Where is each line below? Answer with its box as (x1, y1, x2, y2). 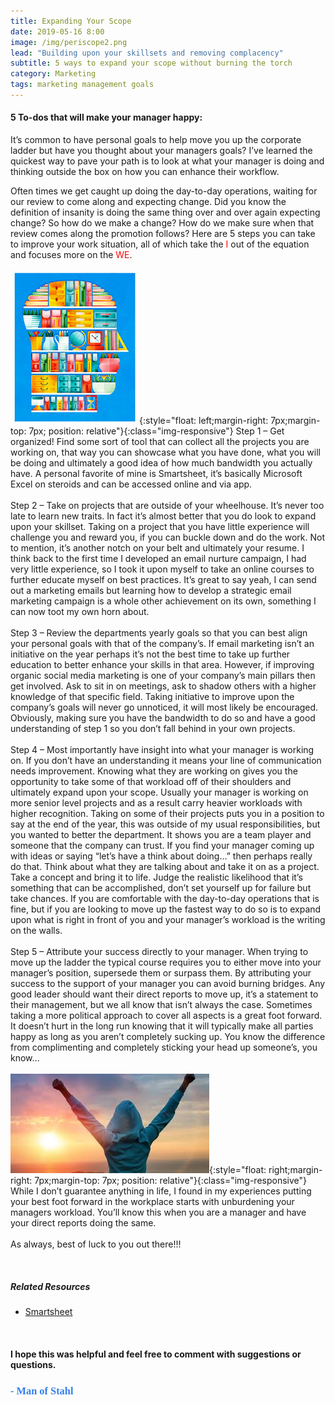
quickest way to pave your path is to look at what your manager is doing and (10, 155, 325, 167)
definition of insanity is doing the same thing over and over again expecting (10, 206, 321, 219)
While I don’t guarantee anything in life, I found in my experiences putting (10, 1185, 312, 1197)
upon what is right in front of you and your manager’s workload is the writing (10, 914, 326, 926)
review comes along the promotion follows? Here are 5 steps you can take (10, 228, 316, 240)
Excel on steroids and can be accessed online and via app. (10, 478, 253, 490)
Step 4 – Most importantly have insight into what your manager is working (10, 744, 315, 756)
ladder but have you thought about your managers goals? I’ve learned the (10, 145, 313, 157)
